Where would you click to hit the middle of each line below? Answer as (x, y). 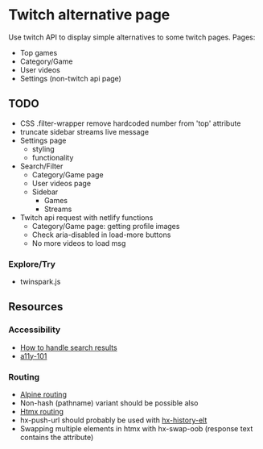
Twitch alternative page (89, 15)
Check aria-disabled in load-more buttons (101, 235)
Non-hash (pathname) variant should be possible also (109, 403)
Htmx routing (42, 412)
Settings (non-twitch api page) (71, 78)
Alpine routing (43, 395)
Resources (36, 307)
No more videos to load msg (79, 243)
